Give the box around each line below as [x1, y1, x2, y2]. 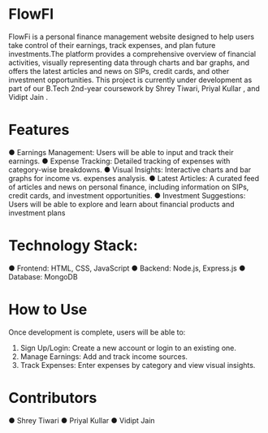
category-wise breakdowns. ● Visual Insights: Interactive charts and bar [8, 164, 252, 175]
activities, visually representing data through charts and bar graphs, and [8, 58, 250, 67]
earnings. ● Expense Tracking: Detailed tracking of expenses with [8, 156, 231, 166]
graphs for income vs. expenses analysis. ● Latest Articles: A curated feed [8, 173, 260, 183]
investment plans [8, 208, 66, 218]
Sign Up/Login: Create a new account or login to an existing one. [19, 343, 237, 353]
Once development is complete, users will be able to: [8, 327, 186, 337]
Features [8, 121, 70, 139]
